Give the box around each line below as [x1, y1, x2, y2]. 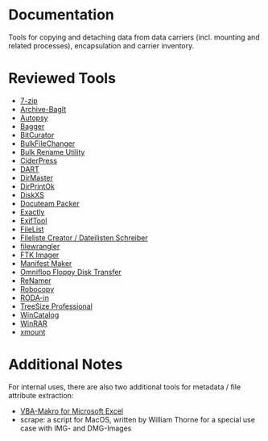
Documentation [8, 6, 115, 24]
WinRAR [19, 318, 47, 328]
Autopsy [19, 113, 48, 123]
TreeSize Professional [19, 301, 93, 311]
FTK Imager [19, 250, 60, 260]
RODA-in [19, 293, 50, 302]
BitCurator [19, 130, 55, 139]
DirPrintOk [19, 181, 55, 191]
